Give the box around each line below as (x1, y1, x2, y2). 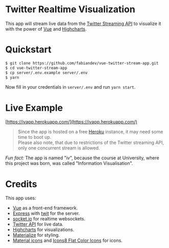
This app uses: (5, 195, 37, 201)
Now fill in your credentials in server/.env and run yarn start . (5, 84, 136, 90)
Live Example (5, 102, 63, 113)
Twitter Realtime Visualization (5, 4, 135, 15)
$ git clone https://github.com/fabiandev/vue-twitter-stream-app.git (5, 60, 159, 66)
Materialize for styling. (12, 232, 60, 238)
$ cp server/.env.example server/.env (5, 70, 88, 75)
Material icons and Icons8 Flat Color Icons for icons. (12, 237, 123, 243)
